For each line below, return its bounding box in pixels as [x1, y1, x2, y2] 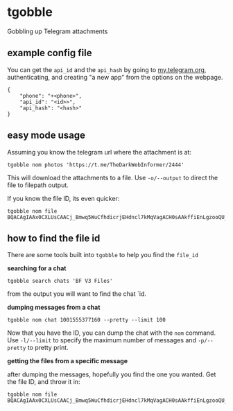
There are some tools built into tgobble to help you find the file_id [7, 251, 199, 259]
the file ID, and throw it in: [7, 378, 80, 386]
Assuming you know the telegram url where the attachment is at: [7, 148, 192, 156]
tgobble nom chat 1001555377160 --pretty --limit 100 [7, 317, 166, 324]
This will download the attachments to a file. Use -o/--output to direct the [7, 173, 218, 182]
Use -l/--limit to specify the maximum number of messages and [7, 336, 196, 344]
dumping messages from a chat [7, 303, 101, 312]
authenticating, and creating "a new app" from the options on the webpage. [7, 73, 223, 81]
